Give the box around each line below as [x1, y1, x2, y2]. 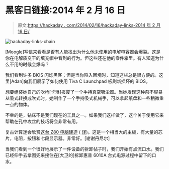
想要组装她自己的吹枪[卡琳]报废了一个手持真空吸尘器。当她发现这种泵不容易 [5, 89, 163, 95]
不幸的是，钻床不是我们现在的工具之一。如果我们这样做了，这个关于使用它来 [5, 112, 164, 118]
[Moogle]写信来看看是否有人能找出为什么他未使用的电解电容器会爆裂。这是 [5, 49, 161, 55]
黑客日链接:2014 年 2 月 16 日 [5, 5, 126, 16]
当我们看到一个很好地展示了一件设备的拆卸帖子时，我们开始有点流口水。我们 [5, 146, 164, 152]
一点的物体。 [5, 101, 32, 107]
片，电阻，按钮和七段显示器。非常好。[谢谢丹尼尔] [5, 135, 110, 141]
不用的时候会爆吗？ [9, 61, 49, 67]
